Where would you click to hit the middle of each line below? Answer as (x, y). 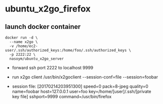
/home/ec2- (27, 46)
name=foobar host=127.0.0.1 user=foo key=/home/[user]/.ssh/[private (81, 91)
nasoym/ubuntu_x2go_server (37, 59)
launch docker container (43, 27)
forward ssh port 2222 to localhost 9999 (53, 68)
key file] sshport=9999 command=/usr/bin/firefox (62, 97)
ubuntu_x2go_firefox (48, 9)
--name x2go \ (24, 42)
